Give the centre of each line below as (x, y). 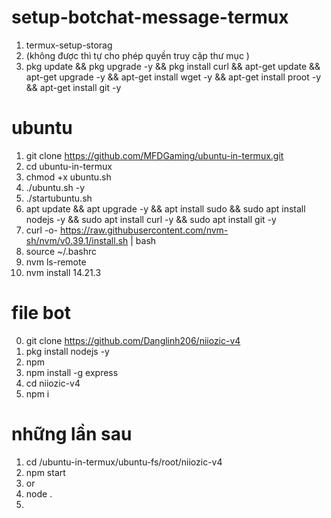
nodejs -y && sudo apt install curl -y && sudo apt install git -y (151, 219)
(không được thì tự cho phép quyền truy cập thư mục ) (137, 55)
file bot (41, 313)
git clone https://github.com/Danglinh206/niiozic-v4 (133, 340)
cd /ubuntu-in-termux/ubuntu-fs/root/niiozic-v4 (124, 462)
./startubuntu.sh (59, 198)
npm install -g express (72, 372)
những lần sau (72, 434)
